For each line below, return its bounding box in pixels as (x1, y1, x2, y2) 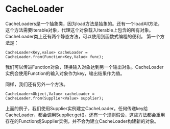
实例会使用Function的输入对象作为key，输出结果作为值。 (5, 70, 125, 76)
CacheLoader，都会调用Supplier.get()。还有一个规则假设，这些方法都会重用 (5, 112, 165, 118)
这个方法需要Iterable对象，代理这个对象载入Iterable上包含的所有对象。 (5, 27, 154, 33)
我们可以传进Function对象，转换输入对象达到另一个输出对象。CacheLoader (5, 64, 164, 70)
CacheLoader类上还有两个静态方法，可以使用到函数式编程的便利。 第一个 (5, 33, 160, 39)
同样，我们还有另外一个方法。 (5, 81, 68, 87)
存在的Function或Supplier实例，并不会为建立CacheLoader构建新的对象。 (5, 118, 159, 124)
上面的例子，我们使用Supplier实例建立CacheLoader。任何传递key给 (5, 105, 148, 111)
